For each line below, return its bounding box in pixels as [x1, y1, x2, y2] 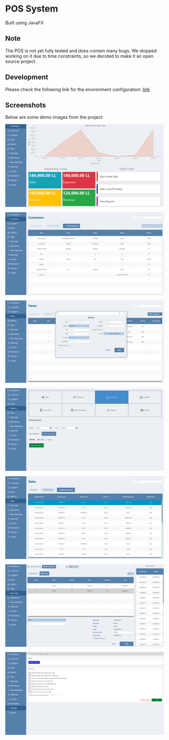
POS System [5, 3, 58, 15]
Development [5, 73, 49, 82]
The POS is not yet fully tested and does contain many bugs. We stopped [5, 47, 157, 53]
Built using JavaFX [5, 20, 44, 26]
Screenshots [5, 101, 46, 109]
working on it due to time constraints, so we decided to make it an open [5, 53, 153, 59]
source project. [5, 58, 37, 64]
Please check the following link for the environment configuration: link [5, 86, 150, 92]
